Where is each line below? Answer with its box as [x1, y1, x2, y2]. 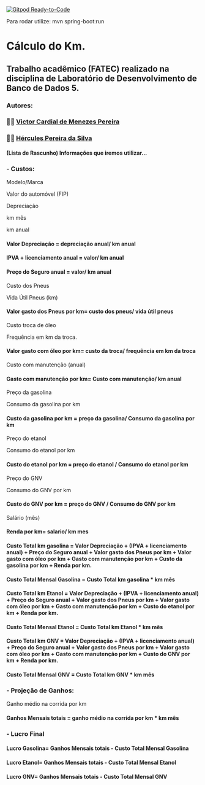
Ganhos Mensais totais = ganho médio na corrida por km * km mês [6, 714, 179, 721]
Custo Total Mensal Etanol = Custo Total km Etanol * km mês [6, 623, 163, 630]
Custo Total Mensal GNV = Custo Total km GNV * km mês [6, 671, 155, 678]
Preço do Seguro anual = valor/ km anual [6, 268, 112, 276]
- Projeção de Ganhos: [6, 686, 75, 695]
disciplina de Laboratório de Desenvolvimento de [6, 73, 198, 83]
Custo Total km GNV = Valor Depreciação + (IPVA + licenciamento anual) [6, 637, 195, 644]
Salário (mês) [6, 514, 40, 521]
